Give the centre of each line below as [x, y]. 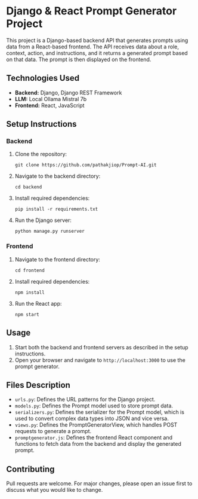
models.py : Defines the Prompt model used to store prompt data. [94, 406]
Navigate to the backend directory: [58, 176]
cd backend [28, 187]
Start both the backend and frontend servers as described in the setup [102, 347]
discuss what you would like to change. [55, 490]
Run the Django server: [43, 220]
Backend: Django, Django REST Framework [68, 92]
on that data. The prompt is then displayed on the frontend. [79, 59]
